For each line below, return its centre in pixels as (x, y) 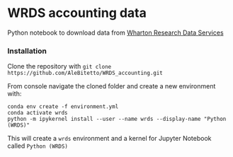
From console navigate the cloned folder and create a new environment (112, 86)
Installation (27, 51)
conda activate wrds (38, 113)
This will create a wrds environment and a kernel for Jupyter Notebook (109, 139)
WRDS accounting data (77, 13)
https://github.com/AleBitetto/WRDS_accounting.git (85, 73)
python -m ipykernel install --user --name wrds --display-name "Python (117, 119)
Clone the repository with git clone (59, 66)
